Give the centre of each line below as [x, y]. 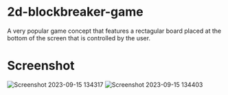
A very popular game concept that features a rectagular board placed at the [114, 31]
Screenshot [41, 66]
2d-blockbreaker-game [76, 12]
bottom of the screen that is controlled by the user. [79, 38]
